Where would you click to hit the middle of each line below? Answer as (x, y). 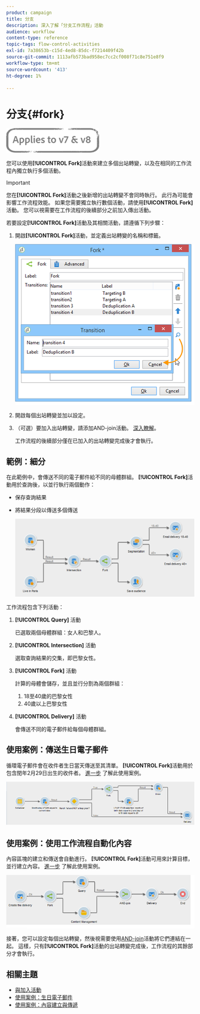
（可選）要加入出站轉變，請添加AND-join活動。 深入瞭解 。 (87, 428)
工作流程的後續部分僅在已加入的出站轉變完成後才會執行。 (85, 441)
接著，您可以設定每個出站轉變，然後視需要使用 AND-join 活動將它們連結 (93, 938)
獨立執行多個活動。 (40, 171)
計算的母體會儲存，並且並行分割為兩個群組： (70, 683)
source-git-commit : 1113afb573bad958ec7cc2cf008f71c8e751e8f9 (85, 57)
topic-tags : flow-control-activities (53, 44)
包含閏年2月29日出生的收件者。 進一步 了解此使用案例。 (75, 772)
